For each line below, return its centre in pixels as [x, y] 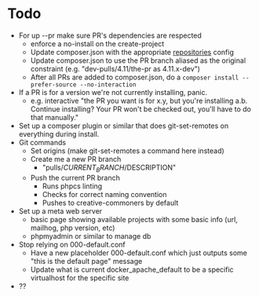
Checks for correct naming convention [104, 194]
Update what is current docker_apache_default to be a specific [132, 269]
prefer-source [53, 84]
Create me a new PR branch [76, 159]
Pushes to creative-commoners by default [110, 203]
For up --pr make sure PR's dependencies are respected [110, 35]
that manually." [55, 117]
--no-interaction [108, 84]
